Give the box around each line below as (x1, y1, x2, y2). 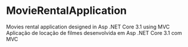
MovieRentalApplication (6, 4, 127, 17)
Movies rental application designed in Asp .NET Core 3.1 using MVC (6, 23, 170, 30)
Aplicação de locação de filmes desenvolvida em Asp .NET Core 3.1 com (6, 29, 183, 36)
